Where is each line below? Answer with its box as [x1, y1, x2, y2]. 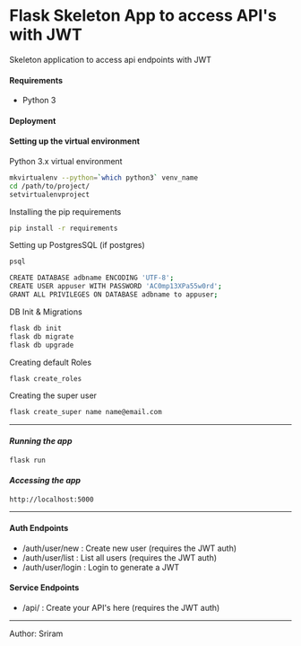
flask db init [9, 323, 63, 332]
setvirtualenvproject [9, 190, 90, 199]
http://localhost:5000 [9, 495, 94, 504]
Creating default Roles [9, 357, 92, 367]
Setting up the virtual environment [9, 136, 141, 146]
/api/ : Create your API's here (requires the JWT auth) [21, 602, 220, 613]
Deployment [9, 115, 56, 126]
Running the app [9, 435, 73, 446]
